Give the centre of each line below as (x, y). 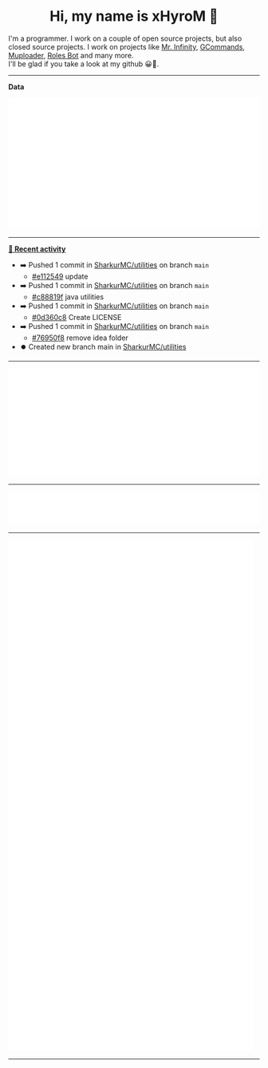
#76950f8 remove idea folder (80, 338)
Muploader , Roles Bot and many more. (71, 55)
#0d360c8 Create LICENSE (77, 318)
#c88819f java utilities (68, 297)
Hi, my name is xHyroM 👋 (134, 16)
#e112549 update (60, 277)
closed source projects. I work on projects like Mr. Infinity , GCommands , (127, 46)
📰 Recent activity (37, 249)
